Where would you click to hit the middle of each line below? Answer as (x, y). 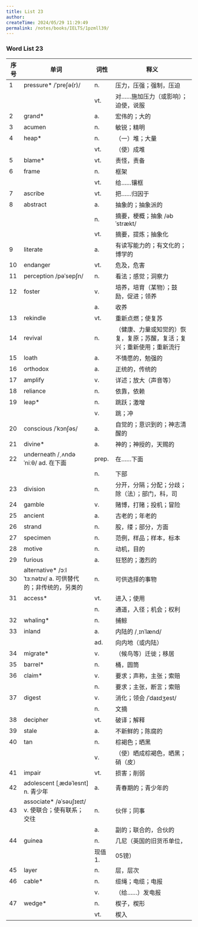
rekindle (34, 318)
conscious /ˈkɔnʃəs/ (50, 428)
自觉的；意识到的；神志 (148, 424)
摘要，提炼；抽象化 (142, 234)
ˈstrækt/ (126, 223)
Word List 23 (25, 49)
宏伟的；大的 (133, 116)
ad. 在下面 (52, 462)
